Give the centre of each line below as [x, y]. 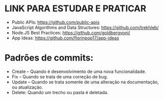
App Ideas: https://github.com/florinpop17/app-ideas [65, 38]
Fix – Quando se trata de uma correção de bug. [60, 76]
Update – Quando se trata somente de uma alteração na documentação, [85, 82]
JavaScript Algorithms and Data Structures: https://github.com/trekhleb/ [85, 27]
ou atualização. [27, 87]
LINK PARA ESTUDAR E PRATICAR [76, 9]
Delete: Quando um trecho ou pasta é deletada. [60, 92]
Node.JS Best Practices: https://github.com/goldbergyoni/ [71, 33]
